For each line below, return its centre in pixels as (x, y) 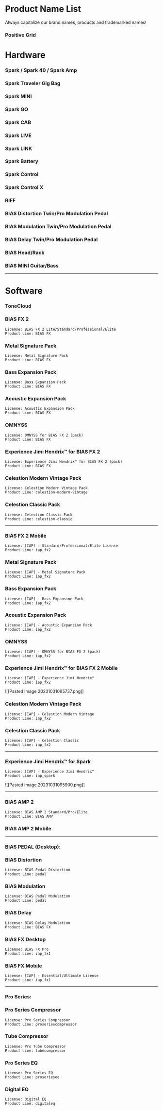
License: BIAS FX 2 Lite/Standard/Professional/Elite (61, 329)
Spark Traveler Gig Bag (33, 83)
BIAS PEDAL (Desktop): (33, 847)
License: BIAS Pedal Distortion (38, 870)
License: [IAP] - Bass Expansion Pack (44, 599)
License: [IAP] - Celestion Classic (42, 741)
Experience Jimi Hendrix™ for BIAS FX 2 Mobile (61, 668)
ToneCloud (18, 306)
